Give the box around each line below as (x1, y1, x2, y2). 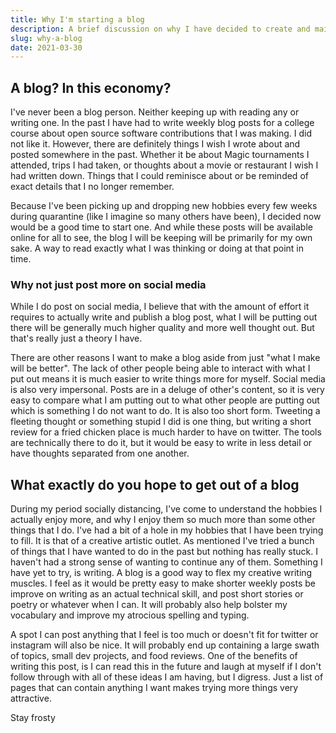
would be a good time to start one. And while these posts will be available (10, 221, 313, 233)
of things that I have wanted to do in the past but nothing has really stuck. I (10, 546, 318, 558)
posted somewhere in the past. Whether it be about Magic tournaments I (10, 149, 310, 161)
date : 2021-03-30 (10, 42, 83, 53)
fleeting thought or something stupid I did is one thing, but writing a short (10, 416, 312, 428)
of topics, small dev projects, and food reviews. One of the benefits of (10, 650, 298, 662)
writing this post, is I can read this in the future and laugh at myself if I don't (10, 661, 322, 673)
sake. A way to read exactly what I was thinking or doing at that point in (10, 242, 304, 255)
